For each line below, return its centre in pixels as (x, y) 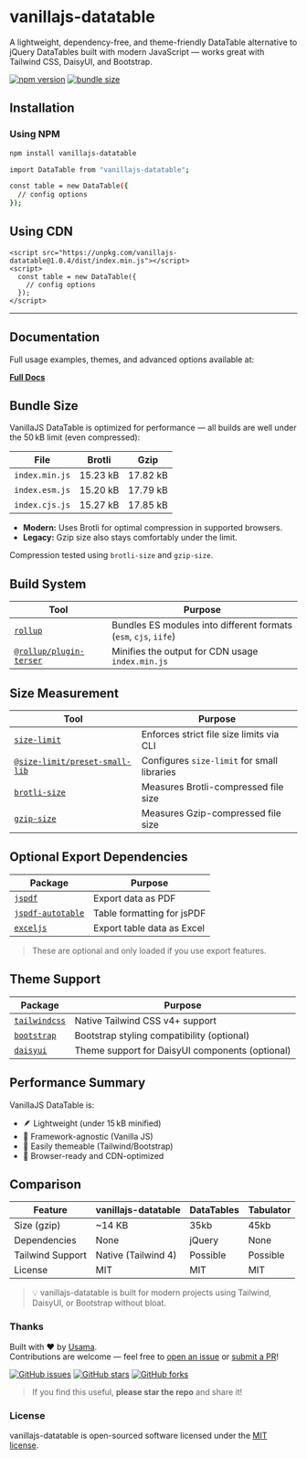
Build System (48, 584)
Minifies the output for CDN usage (185, 651)
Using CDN (41, 232)
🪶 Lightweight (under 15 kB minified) (92, 1123)
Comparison (46, 1184)
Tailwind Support (50, 1255)
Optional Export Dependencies (99, 857)
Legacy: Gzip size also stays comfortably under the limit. (130, 538)
